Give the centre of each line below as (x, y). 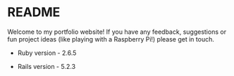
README (34, 12)
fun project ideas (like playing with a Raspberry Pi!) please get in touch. (111, 39)
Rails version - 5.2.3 (47, 66)
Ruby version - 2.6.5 (47, 53)
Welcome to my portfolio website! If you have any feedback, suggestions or (117, 32)
